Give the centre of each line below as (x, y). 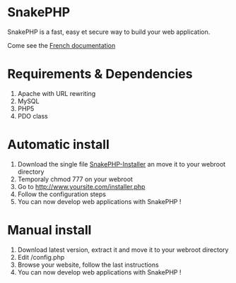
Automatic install (58, 145)
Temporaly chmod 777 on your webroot (75, 179)
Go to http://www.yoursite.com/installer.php (81, 186)
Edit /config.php (41, 257)
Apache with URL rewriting (57, 93)
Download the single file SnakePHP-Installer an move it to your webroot (122, 164)
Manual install (49, 230)
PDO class (33, 116)
